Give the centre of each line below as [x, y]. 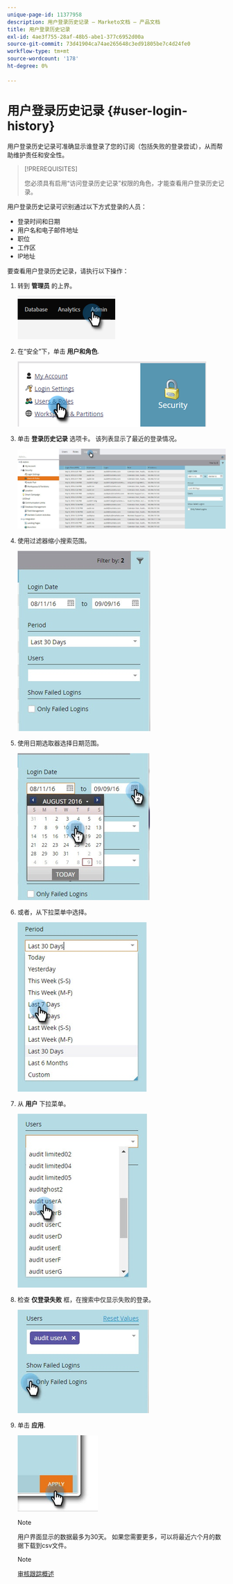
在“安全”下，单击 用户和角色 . [58, 351]
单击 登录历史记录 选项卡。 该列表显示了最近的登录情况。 [99, 439]
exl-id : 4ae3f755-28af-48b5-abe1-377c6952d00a [76, 37]
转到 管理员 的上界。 [46, 286]
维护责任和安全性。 [40, 155]
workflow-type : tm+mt [38, 51]
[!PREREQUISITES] [51, 169]
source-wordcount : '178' [43, 59]
